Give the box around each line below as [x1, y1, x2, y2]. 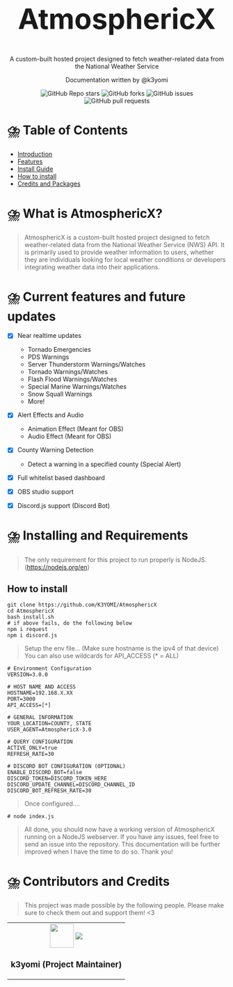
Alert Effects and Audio [17, 411, 84, 420]
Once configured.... [24, 799, 80, 808]
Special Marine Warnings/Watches [27, 383, 127, 391]
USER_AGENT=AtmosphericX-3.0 [7, 726, 92, 734]
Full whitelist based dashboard [17, 473, 106, 482]
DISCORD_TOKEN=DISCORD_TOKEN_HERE [7, 775, 108, 782]
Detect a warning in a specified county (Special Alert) [27, 460, 182, 468]
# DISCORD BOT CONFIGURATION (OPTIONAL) [7, 763, 127, 770]
